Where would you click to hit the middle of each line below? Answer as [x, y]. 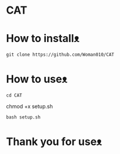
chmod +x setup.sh [29, 107]
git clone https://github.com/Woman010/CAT [60, 55]
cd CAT [14, 95]
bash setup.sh [24, 117]
